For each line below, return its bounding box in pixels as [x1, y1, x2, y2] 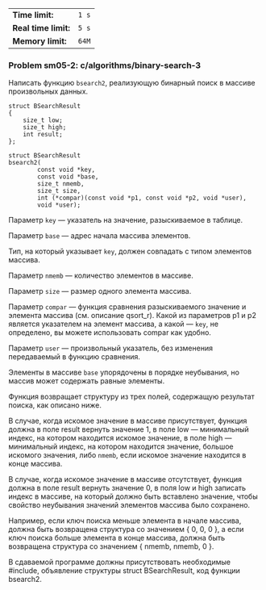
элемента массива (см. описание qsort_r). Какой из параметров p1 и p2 [8, 311, 256, 320]
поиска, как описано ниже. [8, 400, 102, 410]
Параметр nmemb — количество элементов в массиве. [8, 270, 193, 281]
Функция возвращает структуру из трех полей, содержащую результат [8, 391, 256, 402]
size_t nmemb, [37, 180, 85, 188]
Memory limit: [12, 36, 67, 47]
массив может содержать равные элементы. [8, 376, 165, 386]
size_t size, [37, 187, 81, 195]
